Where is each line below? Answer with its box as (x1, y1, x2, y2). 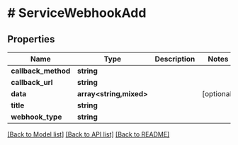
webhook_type (11, 112, 62, 122)
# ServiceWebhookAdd (7, 5, 147, 21)
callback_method (11, 66, 71, 76)
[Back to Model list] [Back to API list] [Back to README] (7, 130, 170, 139)
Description (154, 54, 195, 64)
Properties (7, 33, 55, 45)
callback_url (11, 78, 53, 87)
